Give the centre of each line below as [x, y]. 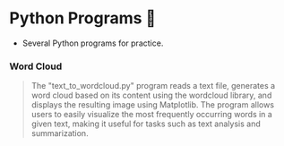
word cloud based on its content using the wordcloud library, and [151, 95]
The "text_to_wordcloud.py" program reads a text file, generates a [153, 86]
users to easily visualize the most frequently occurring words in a [152, 115]
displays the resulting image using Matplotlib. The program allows [153, 105]
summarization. [60, 133]
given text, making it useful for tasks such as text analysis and [146, 124]
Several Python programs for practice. [93, 43]
